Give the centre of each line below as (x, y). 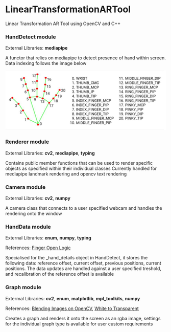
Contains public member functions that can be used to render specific (79, 163)
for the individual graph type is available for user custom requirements (79, 324)
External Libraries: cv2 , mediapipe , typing (50, 153)
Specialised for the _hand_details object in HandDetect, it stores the (77, 258)
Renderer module (27, 142)
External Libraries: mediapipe (36, 48)
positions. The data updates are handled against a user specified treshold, (83, 269)
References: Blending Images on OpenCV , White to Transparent (72, 308)
